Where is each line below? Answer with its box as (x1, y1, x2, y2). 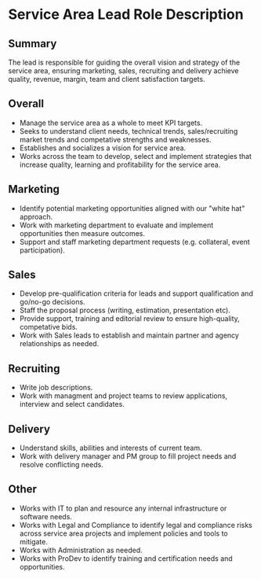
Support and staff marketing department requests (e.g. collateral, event (19, 237, 251, 246)
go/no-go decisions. (19, 297, 85, 307)
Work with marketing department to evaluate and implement (19, 220, 214, 230)
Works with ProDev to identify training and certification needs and (19, 553, 233, 563)
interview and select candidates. (19, 400, 125, 409)
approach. (19, 212, 53, 221)
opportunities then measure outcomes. (19, 228, 146, 238)
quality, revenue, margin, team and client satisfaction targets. (8, 75, 205, 83)
